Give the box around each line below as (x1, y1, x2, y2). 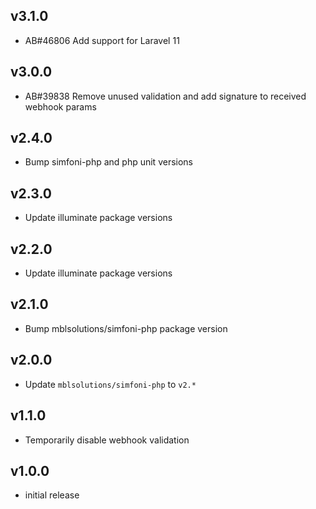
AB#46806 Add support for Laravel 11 (24, 34, 180, 46)
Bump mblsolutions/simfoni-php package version (24, 322, 228, 334)
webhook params (24, 100, 97, 113)
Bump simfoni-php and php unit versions (24, 156, 194, 168)
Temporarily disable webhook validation (24, 434, 190, 446)
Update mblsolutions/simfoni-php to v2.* (24, 378, 197, 390)
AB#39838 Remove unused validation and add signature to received (24, 90, 307, 102)
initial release (24, 489, 80, 501)
